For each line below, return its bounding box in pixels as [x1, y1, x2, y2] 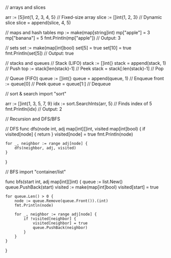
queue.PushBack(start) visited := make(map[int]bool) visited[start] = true [5, 184, 159, 190]
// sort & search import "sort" [5, 91, 67, 96]
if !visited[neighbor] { [23, 216, 77, 221]
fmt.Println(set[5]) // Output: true [5, 50, 74, 56]
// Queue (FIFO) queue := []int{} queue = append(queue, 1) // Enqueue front [5, 75, 164, 81]
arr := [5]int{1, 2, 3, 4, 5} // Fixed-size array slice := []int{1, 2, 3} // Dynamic [5, 14, 162, 20]
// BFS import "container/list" [5, 169, 66, 175]
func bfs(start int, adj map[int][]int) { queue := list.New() [5, 178, 123, 185]
